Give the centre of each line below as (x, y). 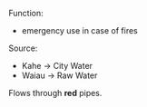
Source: (23, 48)
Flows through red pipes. (55, 93)
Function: (26, 13)
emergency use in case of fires (79, 30)
